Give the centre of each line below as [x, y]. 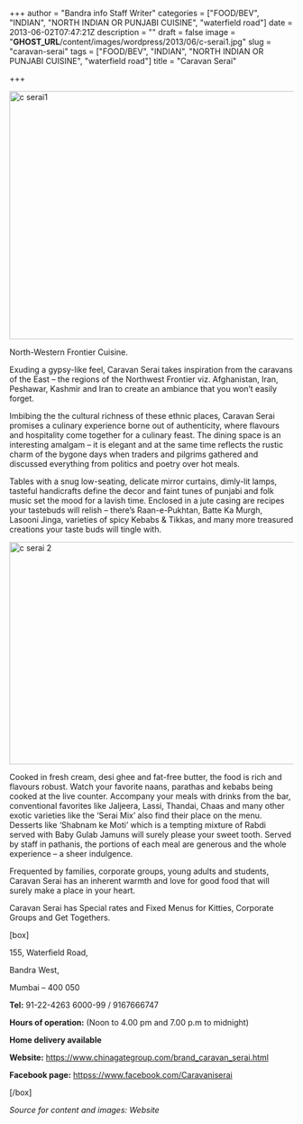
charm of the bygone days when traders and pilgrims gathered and [134, 454]
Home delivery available [55, 1040]
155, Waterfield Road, [49, 952]
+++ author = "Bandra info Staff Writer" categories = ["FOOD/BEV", [134, 13]
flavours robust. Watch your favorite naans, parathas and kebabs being [141, 786]
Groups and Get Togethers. [60, 917]
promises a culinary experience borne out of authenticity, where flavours [144, 425]
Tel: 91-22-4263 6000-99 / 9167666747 [84, 1005]
